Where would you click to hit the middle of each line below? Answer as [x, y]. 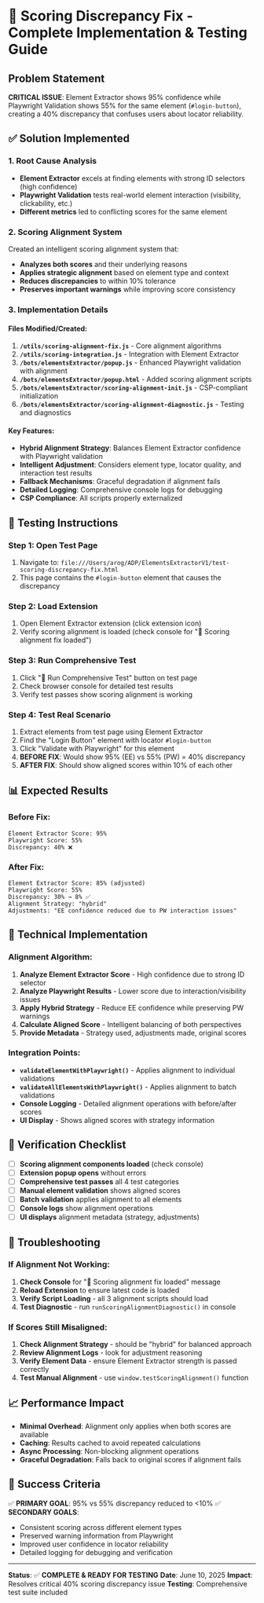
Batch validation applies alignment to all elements [101, 1199]
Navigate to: [39, 562]
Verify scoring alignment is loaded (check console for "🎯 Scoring [125, 632]
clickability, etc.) [46, 203]
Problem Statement [57, 78]
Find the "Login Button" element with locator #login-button [115, 740]
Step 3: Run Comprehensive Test [72, 661]
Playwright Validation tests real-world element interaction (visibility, [130, 195]
